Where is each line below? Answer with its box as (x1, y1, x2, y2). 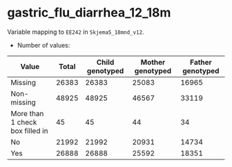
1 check (10, 117, 37, 127)
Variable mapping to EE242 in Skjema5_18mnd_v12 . (7, 28, 144, 36)
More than (10, 108, 44, 118)
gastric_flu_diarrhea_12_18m (7, 5, 171, 21)
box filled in (10, 126, 48, 135)
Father (189, 57, 212, 67)
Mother (140, 57, 166, 67)
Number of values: (17, 41, 70, 49)
